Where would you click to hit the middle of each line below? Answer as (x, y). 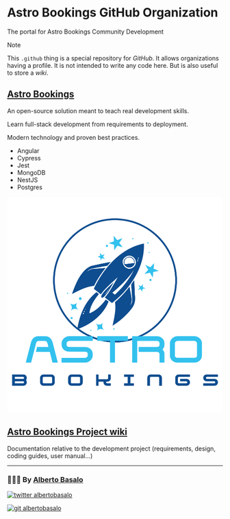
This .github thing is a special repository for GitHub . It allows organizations (113, 58)
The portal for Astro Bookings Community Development (86, 32)
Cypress (29, 158)
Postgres (30, 187)
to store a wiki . (28, 73)
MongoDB (31, 172)
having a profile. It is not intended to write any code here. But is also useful (113, 65)
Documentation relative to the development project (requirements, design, (111, 448)
